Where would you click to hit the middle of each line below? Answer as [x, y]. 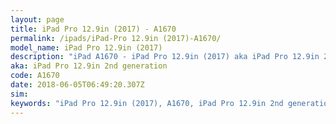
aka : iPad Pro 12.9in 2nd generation [89, 66]
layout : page [37, 19]
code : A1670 [35, 76]
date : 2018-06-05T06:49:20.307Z [77, 85]
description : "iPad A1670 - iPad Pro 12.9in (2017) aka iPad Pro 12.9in [165, 57]
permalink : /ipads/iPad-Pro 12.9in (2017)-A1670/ [116, 38]
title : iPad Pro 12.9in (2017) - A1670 [93, 29]
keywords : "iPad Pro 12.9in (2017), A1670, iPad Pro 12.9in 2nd [147, 103]
